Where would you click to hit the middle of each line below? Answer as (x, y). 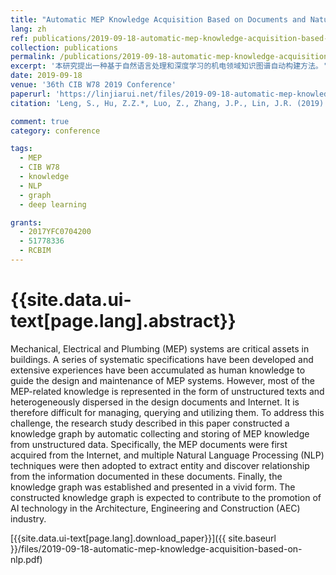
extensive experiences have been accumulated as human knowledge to (158, 370)
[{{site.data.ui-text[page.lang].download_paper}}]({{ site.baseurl (143, 538)
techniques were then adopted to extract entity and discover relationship (160, 465)
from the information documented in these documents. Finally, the (146, 476)
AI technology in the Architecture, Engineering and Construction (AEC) (155, 508)
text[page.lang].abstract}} (123, 321)
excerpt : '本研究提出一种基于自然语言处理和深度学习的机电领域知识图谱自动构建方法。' (169, 66)
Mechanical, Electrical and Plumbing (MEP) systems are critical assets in (160, 348)
